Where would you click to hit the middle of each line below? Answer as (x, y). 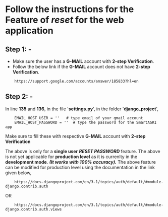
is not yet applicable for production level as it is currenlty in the (71, 157)
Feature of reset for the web (65, 20)
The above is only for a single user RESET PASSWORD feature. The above (83, 151)
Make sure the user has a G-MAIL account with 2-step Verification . (83, 61)
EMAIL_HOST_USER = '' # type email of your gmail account (79, 118)
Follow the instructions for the (70, 9)
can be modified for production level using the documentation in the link (80, 167)
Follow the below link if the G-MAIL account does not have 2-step (81, 67)
